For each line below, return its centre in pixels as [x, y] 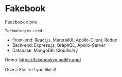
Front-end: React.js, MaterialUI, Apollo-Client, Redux [65, 40]
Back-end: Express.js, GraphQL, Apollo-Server [59, 45]
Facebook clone [21, 22]
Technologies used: [25, 31]
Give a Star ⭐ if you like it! [31, 69]
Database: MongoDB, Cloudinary [45, 50]
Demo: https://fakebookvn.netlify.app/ [43, 59]
